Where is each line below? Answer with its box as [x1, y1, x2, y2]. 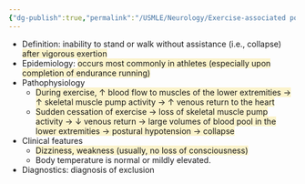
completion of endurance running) [21, 67, 151, 78]
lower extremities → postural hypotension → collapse [35, 125, 235, 137]
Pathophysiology [21, 77, 86, 87]
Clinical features [21, 135, 84, 146]
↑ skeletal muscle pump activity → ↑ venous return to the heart [35, 97, 275, 107]
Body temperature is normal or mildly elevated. [35, 154, 211, 165]
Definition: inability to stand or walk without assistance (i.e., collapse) [21, 38, 282, 49]
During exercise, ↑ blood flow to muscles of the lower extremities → [35, 87, 292, 97]
